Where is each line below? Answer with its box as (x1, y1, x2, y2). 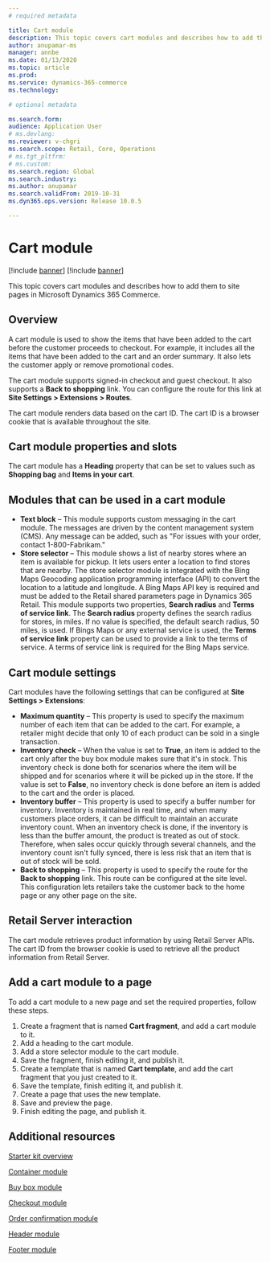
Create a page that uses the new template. (19, 1089, 162, 1099)
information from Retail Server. (8, 952, 110, 961)
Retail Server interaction (8, 914, 133, 928)
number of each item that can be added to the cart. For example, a (19, 720, 241, 730)
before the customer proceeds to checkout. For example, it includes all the (8, 342, 256, 352)
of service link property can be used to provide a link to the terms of (19, 634, 247, 644)
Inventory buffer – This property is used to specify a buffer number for (19, 797, 256, 806)
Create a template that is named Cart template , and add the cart (19, 1063, 234, 1073)
